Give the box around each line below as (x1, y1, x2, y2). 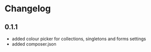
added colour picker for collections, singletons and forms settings (11, 36, 147, 42)
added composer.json (11, 41, 56, 47)
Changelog (4, 3, 51, 14)
